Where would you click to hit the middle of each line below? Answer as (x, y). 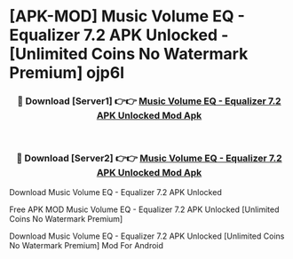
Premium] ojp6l (67, 73)
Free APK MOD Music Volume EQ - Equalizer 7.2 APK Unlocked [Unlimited (144, 209)
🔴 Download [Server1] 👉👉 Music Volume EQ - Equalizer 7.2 (149, 101)
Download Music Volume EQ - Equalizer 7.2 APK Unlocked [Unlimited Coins (147, 236)
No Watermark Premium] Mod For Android (87, 245)
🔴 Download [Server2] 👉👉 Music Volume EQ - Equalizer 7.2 (149, 159)
